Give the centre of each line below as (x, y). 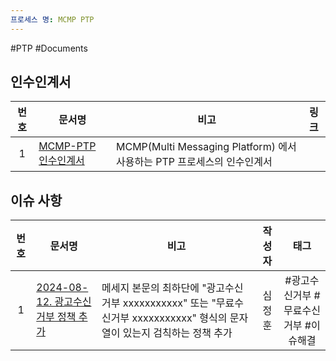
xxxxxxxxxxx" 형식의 (179, 318)
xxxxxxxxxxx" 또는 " (169, 303)
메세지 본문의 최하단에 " (154, 288)
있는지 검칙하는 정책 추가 (177, 333)
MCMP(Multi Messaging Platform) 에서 (206, 147)
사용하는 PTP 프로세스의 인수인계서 (194, 162)
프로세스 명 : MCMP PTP (52, 19)
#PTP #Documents (49, 48)
